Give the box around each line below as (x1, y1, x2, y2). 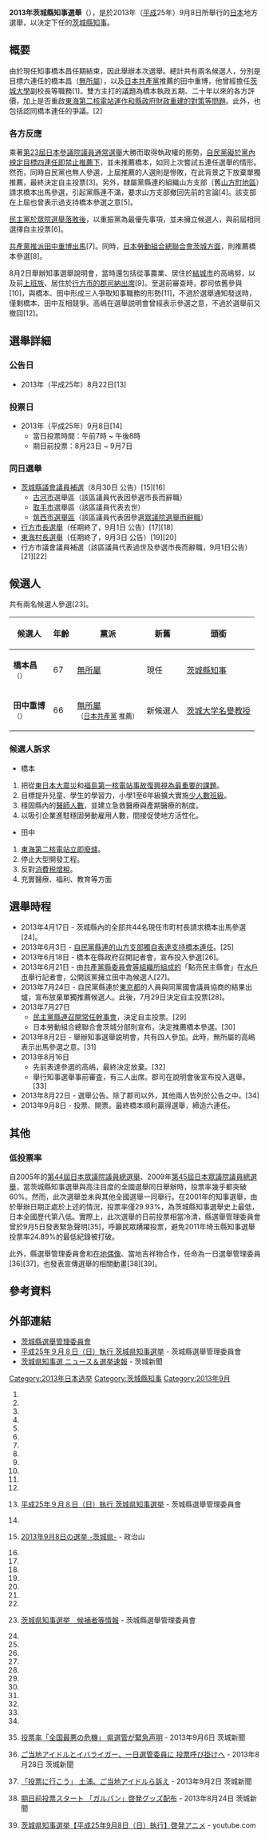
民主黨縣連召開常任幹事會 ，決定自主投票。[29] (32, 1012, 187, 1022)
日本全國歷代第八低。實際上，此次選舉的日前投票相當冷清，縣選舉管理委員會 (9, 1212, 261, 1221)
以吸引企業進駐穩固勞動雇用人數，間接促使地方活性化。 (20, 810, 200, 820)
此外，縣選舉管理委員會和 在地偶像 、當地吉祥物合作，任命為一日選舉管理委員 (9, 1249, 261, 1258)
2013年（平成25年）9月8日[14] (20, 421, 123, 431)
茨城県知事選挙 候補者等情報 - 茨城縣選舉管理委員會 (20, 1615, 196, 1625)
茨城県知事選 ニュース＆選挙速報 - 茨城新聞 (20, 1357, 163, 1367)
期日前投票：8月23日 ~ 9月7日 (32, 441, 133, 451)
